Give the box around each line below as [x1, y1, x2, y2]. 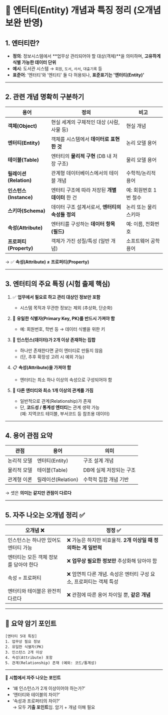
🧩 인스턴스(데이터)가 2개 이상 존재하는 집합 [12, 336, 96, 342]
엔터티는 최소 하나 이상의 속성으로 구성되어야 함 [19, 377, 112, 383]
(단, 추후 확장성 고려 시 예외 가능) [19, 353, 84, 360]
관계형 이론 [7, 476, 32, 483]
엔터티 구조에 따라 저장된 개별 [50, 187, 116, 194]
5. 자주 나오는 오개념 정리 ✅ [5, 511, 85, 519]
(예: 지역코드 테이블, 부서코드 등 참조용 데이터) [19, 410, 110, 416]
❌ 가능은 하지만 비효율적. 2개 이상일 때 [66, 537, 152, 544]
